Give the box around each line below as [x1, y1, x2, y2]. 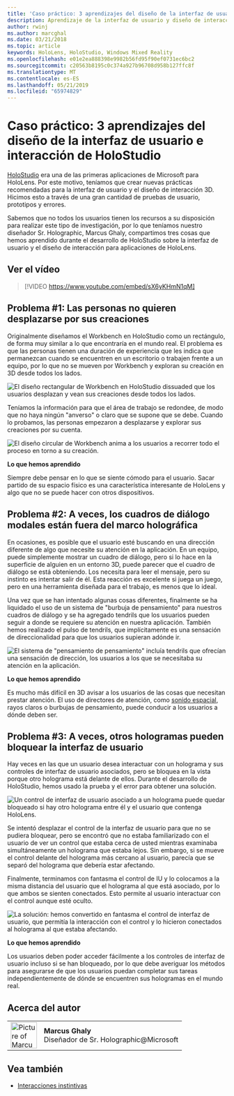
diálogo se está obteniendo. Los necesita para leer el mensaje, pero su [7, 568, 210, 576]
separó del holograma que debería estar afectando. [7, 861, 155, 869]
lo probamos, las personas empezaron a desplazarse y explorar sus [7, 418, 202, 426]
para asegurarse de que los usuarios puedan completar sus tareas [7, 967, 198, 975]
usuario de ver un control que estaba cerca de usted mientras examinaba [7, 839, 218, 847]
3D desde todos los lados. [7, 369, 82, 377]
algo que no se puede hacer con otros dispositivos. [7, 488, 155, 496]
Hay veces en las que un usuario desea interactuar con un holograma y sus [7, 760, 224, 768]
